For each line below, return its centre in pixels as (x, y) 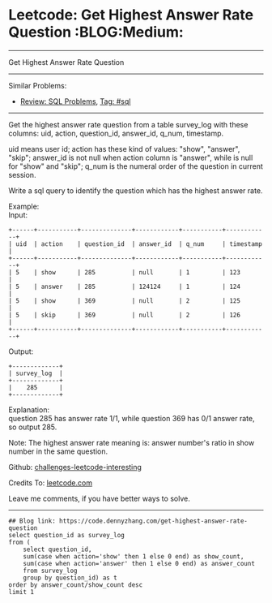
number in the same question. (58, 451)
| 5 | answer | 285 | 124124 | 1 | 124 (125, 286)
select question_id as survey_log (67, 535)
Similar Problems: (38, 85)
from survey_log (51, 571)
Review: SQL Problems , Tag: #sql (75, 101)
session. (22, 174)
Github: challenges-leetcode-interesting (75, 467)
